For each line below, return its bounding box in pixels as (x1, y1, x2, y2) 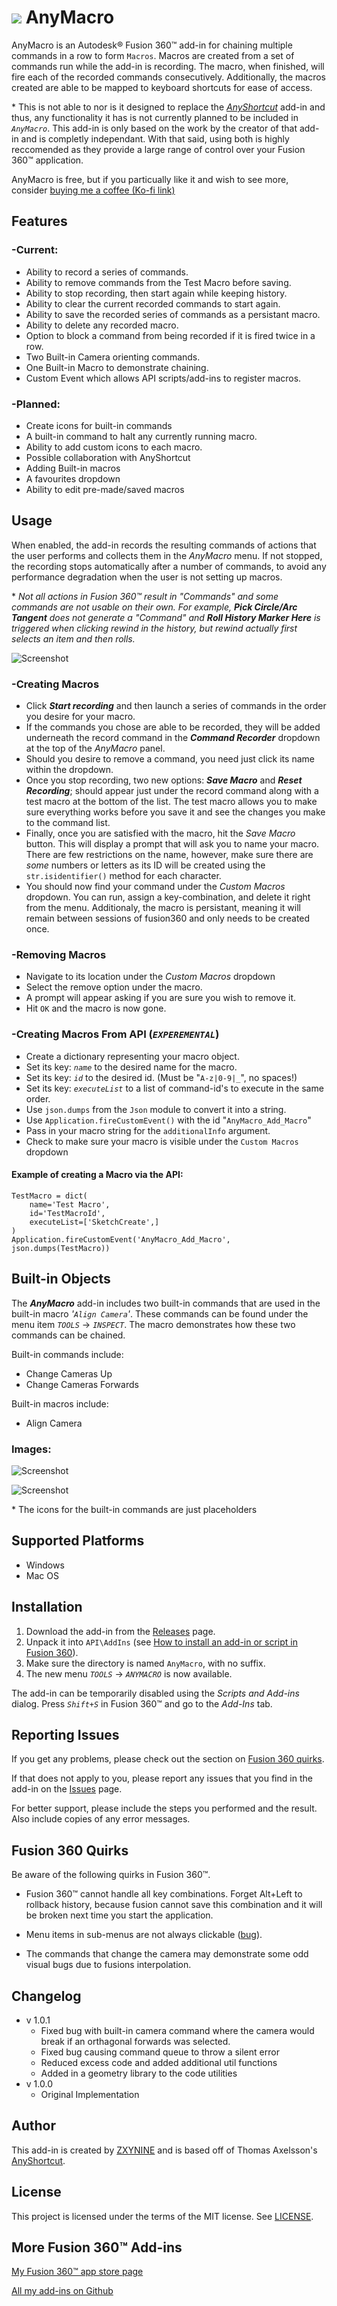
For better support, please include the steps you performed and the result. (11, 1802, 318, 1815)
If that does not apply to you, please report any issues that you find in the (11, 1772, 313, 1785)
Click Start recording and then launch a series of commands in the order (25, 700, 327, 712)
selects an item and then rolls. (11, 632, 136, 645)
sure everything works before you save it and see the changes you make (25, 806, 326, 818)
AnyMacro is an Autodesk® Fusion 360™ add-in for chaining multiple (11, 39, 293, 51)
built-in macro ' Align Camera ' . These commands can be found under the (11, 1307, 309, 1320)
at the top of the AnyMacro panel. (25, 742, 166, 755)
